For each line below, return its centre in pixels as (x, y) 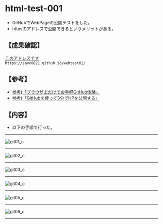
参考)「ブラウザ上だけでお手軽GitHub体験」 (56, 92)
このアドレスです (22, 58)
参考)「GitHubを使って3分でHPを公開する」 (56, 98)
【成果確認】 (24, 46)
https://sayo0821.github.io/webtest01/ (45, 63)
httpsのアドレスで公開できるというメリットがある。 (64, 28)
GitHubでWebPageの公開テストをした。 (52, 22)
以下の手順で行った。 (33, 128)
